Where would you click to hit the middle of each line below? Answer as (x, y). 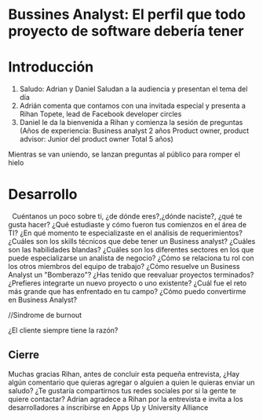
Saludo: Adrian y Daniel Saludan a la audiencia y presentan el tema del (133, 89)
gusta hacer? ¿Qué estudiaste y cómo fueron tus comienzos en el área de (128, 225)
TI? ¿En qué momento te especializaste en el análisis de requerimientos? (126, 233)
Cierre (24, 355)
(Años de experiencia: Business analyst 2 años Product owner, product (134, 131)
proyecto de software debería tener (126, 31)
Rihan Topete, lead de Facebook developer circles (100, 114)
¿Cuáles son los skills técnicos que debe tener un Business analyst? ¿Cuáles (132, 241)
